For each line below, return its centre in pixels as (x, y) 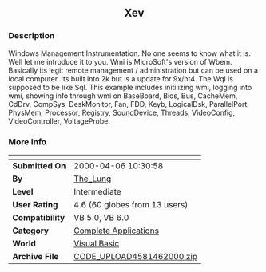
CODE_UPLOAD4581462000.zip (136, 256)
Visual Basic (97, 243)
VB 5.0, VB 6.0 (101, 217)
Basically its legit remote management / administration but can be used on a (133, 70)
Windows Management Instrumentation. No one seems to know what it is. (129, 53)
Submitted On (39, 165)
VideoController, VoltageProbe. (59, 121)
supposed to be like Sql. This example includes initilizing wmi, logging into (130, 87)
